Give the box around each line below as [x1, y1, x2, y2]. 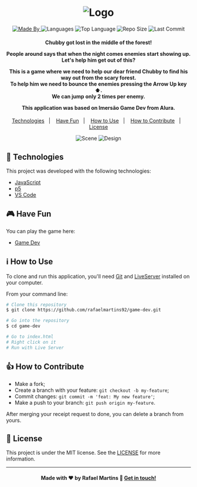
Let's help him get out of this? [61, 56, 136, 63]
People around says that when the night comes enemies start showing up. [6, 50, 191, 57]
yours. [6, 417, 22, 424]
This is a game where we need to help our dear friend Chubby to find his [9, 68, 188, 75]
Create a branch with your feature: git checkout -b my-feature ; [14, 387, 169, 394]
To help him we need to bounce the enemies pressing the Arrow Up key [10, 80, 187, 88]
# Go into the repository [6, 318, 69, 324]
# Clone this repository [6, 301, 67, 308]
